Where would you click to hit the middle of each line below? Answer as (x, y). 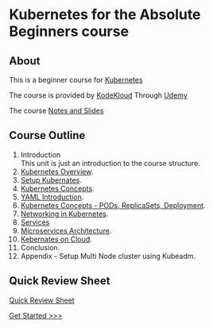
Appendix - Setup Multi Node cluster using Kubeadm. (108, 256)
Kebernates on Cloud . (56, 239)
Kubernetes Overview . (57, 172)
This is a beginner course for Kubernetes (76, 80)
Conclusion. (40, 247)
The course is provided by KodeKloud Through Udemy (98, 95)
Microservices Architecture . (66, 230)
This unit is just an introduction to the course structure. (110, 163)
